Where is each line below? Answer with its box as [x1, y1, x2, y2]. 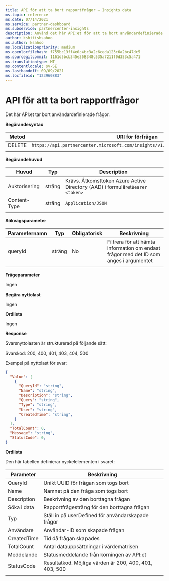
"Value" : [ [10, 374, 33, 379]
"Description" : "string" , [18, 393, 73, 398]
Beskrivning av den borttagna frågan [43, 495, 130, 502]
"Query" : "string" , [18, 398, 59, 403]
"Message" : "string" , [10, 431, 55, 436]
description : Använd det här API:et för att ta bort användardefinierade [5, 31, 163, 36]
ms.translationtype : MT [5, 59, 55, 64]
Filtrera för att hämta [107, 238, 155, 245]
